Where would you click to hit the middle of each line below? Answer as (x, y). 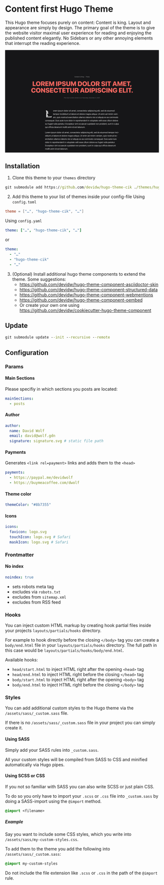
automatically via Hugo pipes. (35, 764)
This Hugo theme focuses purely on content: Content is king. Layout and (78, 22)
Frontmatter (20, 555)
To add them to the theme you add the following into (58, 849)
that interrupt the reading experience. (43, 43)
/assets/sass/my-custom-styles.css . (42, 839)
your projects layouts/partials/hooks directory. (53, 631)
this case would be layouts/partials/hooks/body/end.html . (65, 650)
